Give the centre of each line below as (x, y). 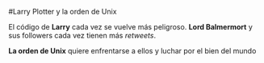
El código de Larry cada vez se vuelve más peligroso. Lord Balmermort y (130, 27)
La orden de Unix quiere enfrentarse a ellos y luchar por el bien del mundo (132, 51)
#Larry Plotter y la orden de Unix (63, 12)
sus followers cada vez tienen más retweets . (82, 35)
